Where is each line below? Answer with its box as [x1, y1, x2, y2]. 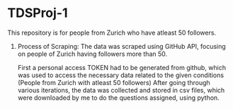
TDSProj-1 [7, 5, 69, 21]
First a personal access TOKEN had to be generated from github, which [17, 63, 227, 71]
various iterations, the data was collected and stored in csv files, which [17, 86, 225, 94]
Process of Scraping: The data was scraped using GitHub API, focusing [17, 42, 227, 50]
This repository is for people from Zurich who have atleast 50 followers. [7, 28, 217, 37]
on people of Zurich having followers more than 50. [17, 50, 168, 58]
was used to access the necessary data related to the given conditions [17, 71, 225, 79]
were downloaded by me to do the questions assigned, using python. [17, 93, 220, 102]
